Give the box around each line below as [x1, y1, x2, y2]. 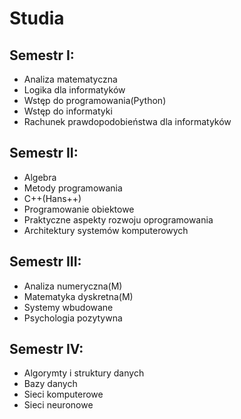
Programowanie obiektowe [23, 203, 135, 215]
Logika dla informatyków [23, 84, 126, 96]
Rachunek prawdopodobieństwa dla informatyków [23, 116, 232, 127]
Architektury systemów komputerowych [23, 224, 189, 236]
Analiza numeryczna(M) [23, 280, 123, 292]
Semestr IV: [9, 341, 84, 358]
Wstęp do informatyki [23, 105, 113, 117]
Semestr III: [9, 253, 82, 271]
